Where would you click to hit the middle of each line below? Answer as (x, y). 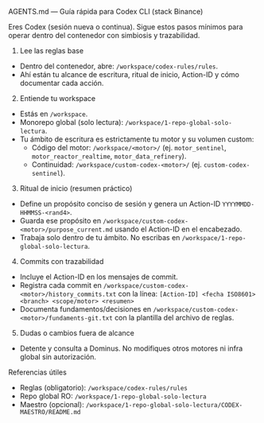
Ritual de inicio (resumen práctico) (76, 188)
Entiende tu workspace (58, 98)
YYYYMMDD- (238, 204)
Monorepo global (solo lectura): (72, 122)
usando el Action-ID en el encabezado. (178, 229)
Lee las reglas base (52, 50)
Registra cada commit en (60, 285)
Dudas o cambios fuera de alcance (77, 333)
